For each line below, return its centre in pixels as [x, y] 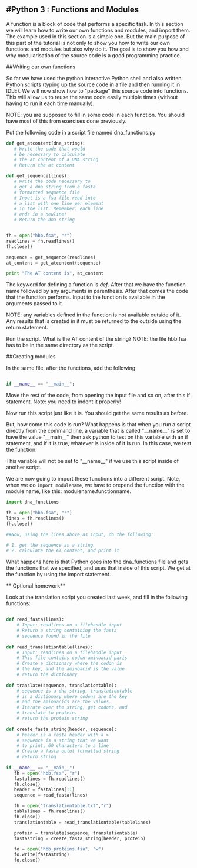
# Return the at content [44, 165]
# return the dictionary [47, 675]
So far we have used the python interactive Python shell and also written [94, 78]
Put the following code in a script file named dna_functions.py [81, 132]
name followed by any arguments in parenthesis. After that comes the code [97, 291]
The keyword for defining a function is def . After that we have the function [96, 285]
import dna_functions [33, 502]
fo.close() [27, 860]
